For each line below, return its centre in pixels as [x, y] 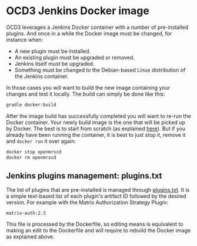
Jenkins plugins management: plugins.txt [84, 176]
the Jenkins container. [41, 76]
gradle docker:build [31, 104]
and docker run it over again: [41, 141]
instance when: [25, 40]
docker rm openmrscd [31, 158]
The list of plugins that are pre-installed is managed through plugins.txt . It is [98, 190]
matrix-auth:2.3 [26, 214]
